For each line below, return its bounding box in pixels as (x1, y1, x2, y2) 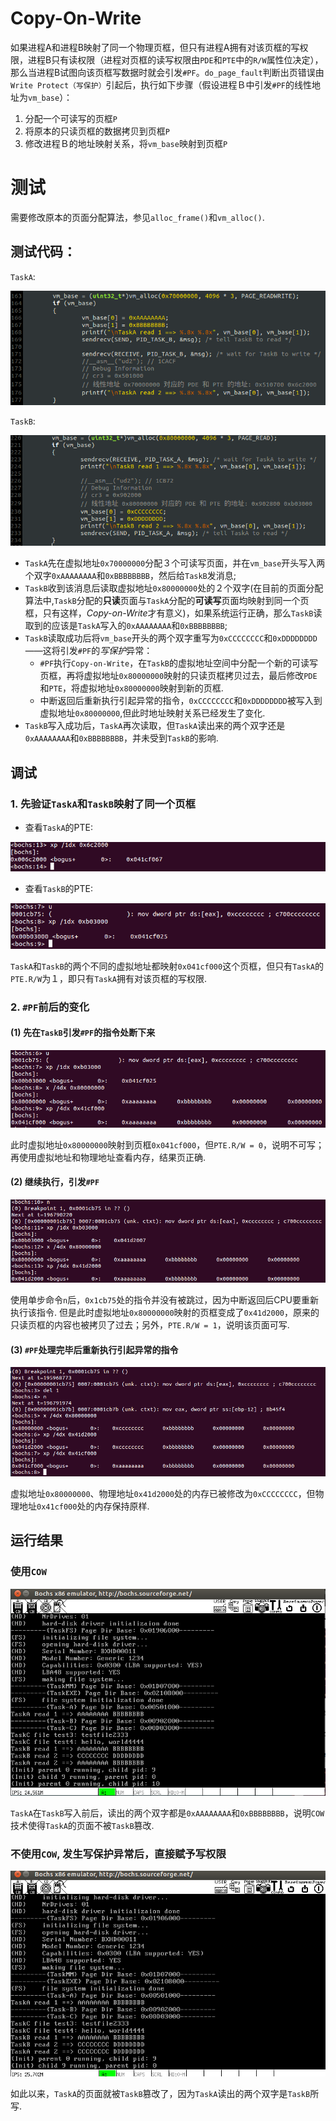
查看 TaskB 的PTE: (24, 882, 94, 894)
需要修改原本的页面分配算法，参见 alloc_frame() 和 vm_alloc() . (10, 211, 265, 223)
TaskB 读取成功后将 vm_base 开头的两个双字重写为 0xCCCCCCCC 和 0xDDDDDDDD (24, 632, 318, 644)
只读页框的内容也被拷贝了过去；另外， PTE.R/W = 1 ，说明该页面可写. (10, 1319, 290, 1331)
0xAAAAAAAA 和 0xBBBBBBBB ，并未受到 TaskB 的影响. (24, 732, 219, 744)
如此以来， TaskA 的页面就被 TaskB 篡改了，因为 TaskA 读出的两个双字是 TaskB (10, 2087, 311, 2099)
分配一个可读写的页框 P (24, 112, 118, 124)
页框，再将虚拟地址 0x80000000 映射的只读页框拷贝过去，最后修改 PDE (39, 670, 318, 682)
